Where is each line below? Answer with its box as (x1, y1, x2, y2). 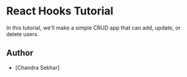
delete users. (6, 30, 39, 37)
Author (6, 48, 33, 58)
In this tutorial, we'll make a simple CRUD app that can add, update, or (6, 24, 181, 31)
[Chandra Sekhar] (15, 64, 60, 71)
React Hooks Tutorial (6, 4, 114, 18)
